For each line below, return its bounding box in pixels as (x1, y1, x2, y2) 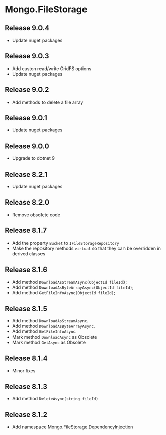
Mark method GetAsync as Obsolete (12, 339, 86, 346)
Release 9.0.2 (5, 85, 49, 94)
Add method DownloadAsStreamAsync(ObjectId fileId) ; (12, 279, 127, 285)
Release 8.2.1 (5, 170, 48, 179)
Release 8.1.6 (5, 265, 48, 274)
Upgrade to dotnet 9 (12, 155, 55, 161)
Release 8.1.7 (5, 226, 47, 235)
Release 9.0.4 (5, 24, 50, 32)
